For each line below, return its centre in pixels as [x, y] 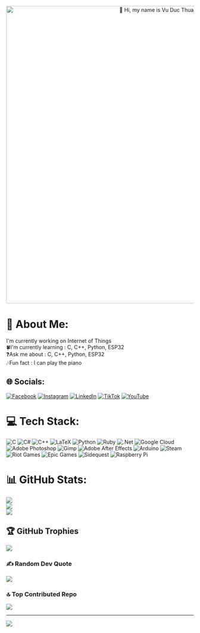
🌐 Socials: [26, 382]
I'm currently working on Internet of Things [59, 341]
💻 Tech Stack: [43, 421]
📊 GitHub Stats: [47, 480]
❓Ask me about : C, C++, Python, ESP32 [55, 354]
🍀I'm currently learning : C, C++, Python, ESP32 [65, 347]
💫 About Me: [37, 325]
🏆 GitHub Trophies [43, 532]
